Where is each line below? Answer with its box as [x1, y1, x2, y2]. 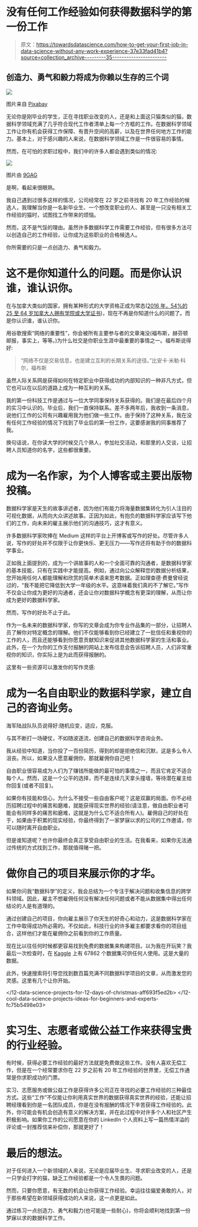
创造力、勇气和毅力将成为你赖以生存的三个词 [6, 72, 169, 83]
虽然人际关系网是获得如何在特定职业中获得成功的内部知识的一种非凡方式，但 [6, 377, 192, 384]
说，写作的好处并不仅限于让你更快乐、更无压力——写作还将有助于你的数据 [6, 539, 187, 546]
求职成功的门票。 [21, 1074, 63, 1081]
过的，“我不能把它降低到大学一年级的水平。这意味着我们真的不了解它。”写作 [6, 581, 189, 588]
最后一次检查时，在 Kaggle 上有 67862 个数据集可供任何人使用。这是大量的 [6, 950, 190, 957]
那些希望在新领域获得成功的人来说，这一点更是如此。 [11, 1194, 140, 1202]
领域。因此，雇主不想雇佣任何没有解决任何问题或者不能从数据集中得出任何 [11, 895, 192, 902]
